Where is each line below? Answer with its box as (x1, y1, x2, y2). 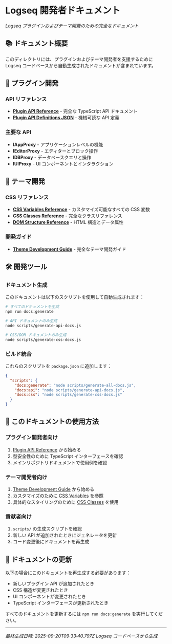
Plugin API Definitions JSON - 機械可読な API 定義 (12, 115, 120, 121)
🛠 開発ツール (5, 262, 48, 271)
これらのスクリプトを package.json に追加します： (5, 363, 112, 369)
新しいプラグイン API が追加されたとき (12, 581, 95, 587)
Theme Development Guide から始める (12, 486, 95, 493)
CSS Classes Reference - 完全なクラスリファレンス (12, 213, 122, 219)
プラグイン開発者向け (5, 434, 58, 441)
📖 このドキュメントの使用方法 (5, 417, 99, 426)
